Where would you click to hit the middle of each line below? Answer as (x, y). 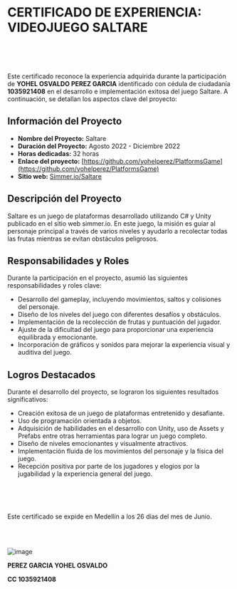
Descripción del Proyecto (65, 199)
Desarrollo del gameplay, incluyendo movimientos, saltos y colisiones (120, 299)
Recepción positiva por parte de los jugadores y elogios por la (109, 466)
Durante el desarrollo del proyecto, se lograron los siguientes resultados (113, 392)
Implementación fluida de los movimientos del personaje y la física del (121, 451)
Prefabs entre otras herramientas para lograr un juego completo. (112, 436)
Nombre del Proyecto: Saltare (62, 138)
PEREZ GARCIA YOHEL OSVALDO (58, 565)
